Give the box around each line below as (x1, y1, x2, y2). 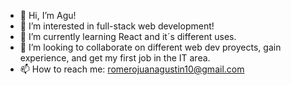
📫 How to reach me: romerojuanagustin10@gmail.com (19, 63, 245, 75)
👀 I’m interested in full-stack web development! (19, 20, 215, 32)
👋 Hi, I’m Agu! (19, 10, 77, 21)
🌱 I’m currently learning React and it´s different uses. (19, 31, 237, 42)
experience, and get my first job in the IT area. (19, 52, 211, 64)
